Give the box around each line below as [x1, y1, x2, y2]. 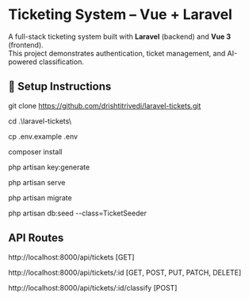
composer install [8, 146, 63, 156]
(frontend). [8, 40, 44, 49]
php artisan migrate [8, 192, 73, 203]
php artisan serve [8, 177, 66, 187]
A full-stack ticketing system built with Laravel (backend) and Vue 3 [8, 32, 232, 41]
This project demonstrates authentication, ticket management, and [8, 48, 226, 58]
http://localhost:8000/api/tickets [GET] [8, 252, 135, 262]
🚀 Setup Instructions [8, 80, 112, 93]
